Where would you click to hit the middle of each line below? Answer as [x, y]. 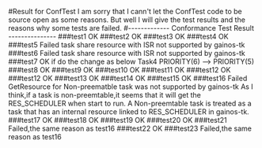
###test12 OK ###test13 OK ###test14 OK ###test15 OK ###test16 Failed [128, 78]
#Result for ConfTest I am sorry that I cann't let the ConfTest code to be [125, 11]
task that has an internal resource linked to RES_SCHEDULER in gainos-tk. [129, 112]
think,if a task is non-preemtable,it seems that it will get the [105, 95]
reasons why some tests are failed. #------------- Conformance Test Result [131, 28]
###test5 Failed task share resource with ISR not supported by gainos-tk [127, 45]
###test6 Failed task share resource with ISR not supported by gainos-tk [127, 53]
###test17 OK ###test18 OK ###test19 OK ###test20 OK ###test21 [118, 120]
